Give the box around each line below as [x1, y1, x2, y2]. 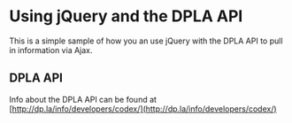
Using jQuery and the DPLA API [9, 6, 243, 27]
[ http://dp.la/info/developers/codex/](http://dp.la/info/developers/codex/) [9, 104, 277, 114]
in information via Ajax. [9, 44, 93, 55]
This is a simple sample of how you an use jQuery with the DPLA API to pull [9, 35, 283, 46]
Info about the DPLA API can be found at [9, 94, 158, 104]
